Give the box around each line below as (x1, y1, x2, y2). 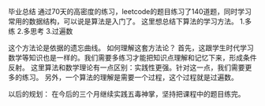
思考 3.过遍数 (30, 27, 73, 35)
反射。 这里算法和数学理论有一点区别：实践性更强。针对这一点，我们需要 (8, 63, 245, 72)
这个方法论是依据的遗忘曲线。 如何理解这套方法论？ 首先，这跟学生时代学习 (8, 43, 254, 53)
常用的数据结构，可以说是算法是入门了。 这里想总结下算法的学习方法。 (8, 16, 238, 26)
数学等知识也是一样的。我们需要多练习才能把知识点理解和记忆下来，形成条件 (8, 53, 257, 62)
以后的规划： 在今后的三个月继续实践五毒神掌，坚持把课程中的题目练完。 (8, 90, 245, 98)
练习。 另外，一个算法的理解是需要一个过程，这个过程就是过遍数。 (21, 73, 238, 82)
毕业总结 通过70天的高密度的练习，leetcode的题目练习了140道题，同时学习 (8, 7, 252, 16)
